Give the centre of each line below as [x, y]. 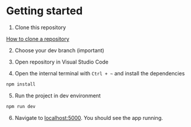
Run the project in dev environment [58, 96]
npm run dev [21, 106]
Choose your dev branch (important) [60, 50]
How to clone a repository [38, 39]
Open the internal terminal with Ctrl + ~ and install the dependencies [100, 73]
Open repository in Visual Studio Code [61, 62]
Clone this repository [40, 27]
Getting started [44, 11]
